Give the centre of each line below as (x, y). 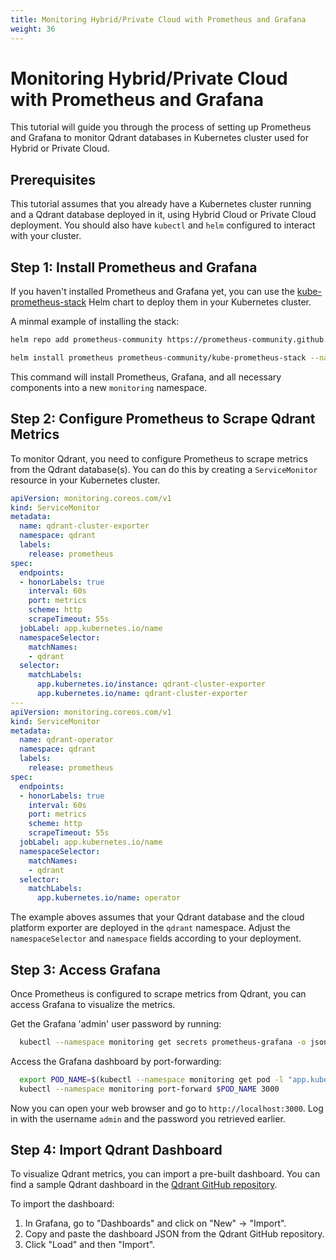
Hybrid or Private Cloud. (60, 148)
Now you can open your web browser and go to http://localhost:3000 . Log (167, 1108)
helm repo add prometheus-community (86, 340)
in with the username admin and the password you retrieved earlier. (148, 1118)
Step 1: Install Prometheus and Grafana (134, 267)
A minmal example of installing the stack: (95, 322)
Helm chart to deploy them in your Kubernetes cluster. (200, 302)
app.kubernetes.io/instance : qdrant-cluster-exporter (151, 684)
